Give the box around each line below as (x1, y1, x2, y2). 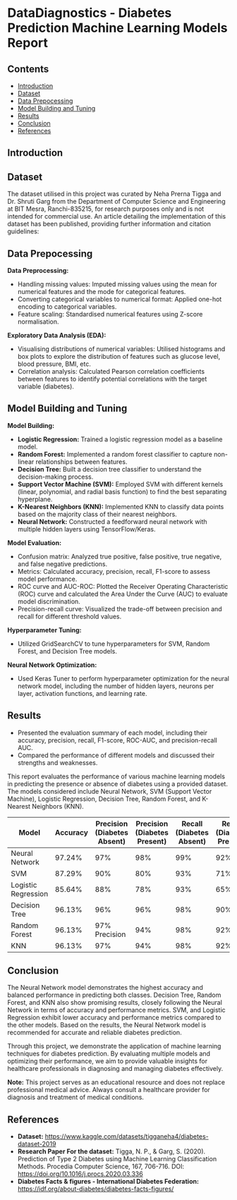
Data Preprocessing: (7, 267, 69, 275)
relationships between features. (35, 457, 128, 466)
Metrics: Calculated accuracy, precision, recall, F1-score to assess (17, 567, 210, 575)
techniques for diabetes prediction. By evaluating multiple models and (7, 1049, 210, 1058)
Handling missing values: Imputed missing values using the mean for (17, 280, 217, 288)
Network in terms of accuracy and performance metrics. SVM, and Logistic (7, 1006, 226, 1015)
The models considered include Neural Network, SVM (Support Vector (7, 787, 212, 795)
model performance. (17, 575, 78, 583)
